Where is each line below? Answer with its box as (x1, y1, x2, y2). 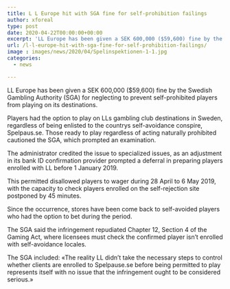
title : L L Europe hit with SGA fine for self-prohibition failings (7, 10, 207, 17)
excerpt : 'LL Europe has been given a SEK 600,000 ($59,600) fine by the (7, 36, 223, 43)
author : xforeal (7, 16, 54, 23)
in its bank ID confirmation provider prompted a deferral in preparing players (7, 156, 223, 165)
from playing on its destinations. (7, 100, 98, 108)
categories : (7, 55, 41, 62)
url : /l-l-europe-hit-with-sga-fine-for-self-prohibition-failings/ (7, 42, 207, 49)
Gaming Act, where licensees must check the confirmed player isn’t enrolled (7, 233, 223, 241)
